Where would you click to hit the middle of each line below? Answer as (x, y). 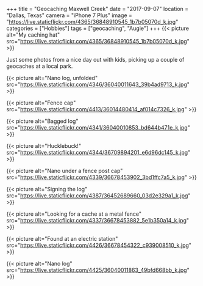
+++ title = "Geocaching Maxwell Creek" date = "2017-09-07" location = (98, 9)
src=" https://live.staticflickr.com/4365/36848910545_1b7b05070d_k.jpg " (98, 41)
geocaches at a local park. (40, 66)
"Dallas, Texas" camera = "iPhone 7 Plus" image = (69, 15)
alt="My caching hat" (33, 35)
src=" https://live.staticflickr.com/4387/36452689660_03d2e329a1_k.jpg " (98, 196)
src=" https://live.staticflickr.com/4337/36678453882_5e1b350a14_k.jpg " (98, 220)
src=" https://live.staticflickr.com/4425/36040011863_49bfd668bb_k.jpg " (98, 270)
